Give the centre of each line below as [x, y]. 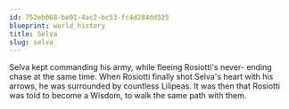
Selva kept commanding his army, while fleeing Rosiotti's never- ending [140, 67]
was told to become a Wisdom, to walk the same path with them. [128, 96]
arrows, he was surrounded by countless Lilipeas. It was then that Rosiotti [145, 86]
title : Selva [33, 34]
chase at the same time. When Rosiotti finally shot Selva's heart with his [141, 77]
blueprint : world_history [57, 26]
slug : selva [31, 42]
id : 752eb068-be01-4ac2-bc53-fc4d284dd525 [89, 17]
